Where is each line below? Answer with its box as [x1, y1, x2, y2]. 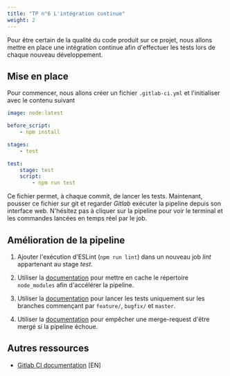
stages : [7, 141, 30, 148]
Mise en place [7, 70, 69, 82]
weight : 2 [7, 17, 36, 24]
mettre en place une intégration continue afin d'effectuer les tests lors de [7, 43, 216, 51]
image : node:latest [7, 110, 64, 117]
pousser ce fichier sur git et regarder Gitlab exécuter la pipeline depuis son [7, 199, 222, 208]
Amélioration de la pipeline [7, 234, 125, 246]
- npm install [19, 129, 60, 136]
